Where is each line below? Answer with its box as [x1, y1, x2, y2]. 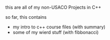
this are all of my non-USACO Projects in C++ [5, 5, 101, 10]
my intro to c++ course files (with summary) [12, 24, 106, 30]
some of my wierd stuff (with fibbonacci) [12, 29, 99, 35]
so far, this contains [5, 14, 47, 20]
